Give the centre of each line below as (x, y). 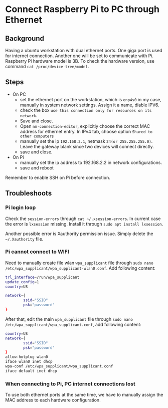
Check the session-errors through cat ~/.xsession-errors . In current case (83, 219)
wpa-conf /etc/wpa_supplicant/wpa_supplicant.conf (59, 366)
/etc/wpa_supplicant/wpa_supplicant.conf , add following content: (73, 324)
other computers (37, 136)
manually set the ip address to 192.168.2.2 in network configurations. (91, 162)
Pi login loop (21, 208)
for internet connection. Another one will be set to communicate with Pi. (79, 56)
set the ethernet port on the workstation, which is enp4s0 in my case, (91, 99)
